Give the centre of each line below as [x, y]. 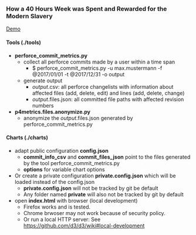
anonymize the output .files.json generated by [78, 118]
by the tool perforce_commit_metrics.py [72, 163]
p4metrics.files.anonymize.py [53, 112]
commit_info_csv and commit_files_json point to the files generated [107, 157]
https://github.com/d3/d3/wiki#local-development [84, 226]
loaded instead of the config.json [55, 182]
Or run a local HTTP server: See [62, 219]
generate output [43, 80]
